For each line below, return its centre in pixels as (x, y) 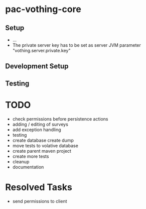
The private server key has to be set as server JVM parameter (77, 45)
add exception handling (37, 130)
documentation (28, 167)
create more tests (31, 156)
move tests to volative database (45, 145)
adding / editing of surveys (40, 124)
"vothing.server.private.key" (41, 50)
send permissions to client (40, 201)
